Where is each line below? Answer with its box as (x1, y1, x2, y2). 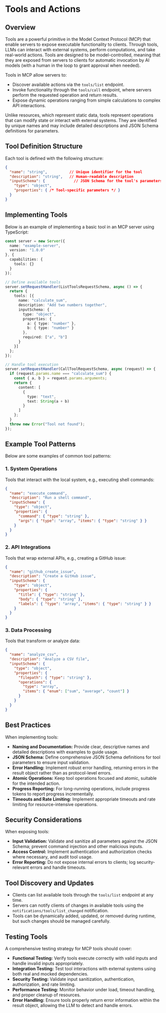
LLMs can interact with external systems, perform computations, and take (5, 47, 156, 52)
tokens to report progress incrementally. (12, 791, 94, 797)
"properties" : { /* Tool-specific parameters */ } (14, 188, 121, 193)
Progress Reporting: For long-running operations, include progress (12, 785, 150, 791)
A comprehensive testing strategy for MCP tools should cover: (5, 945, 132, 951)
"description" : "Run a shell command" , (9, 495, 92, 500)
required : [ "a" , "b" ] (23, 335, 68, 340)
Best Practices (5, 721, 51, 729)
